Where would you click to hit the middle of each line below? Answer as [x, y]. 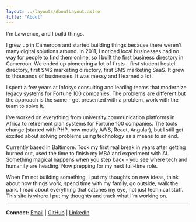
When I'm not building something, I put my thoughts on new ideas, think [92, 177]
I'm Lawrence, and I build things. [45, 33]
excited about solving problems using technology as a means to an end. [92, 136]
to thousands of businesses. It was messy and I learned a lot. [80, 76]
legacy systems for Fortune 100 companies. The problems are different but [96, 93]
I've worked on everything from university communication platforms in [90, 117]
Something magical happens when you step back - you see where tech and [97, 159]
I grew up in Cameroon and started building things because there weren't [94, 45]
